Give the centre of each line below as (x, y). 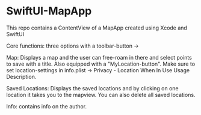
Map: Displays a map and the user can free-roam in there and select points (99, 57)
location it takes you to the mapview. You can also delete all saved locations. (101, 95)
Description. (21, 76)
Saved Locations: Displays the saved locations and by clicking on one (92, 88)
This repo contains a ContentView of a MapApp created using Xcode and (97, 28)
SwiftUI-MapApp (49, 11)
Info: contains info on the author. (47, 106)
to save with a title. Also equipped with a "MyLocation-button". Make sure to (101, 64)
